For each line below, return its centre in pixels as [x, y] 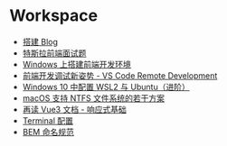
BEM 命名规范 [48, 132]
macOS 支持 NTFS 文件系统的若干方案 [94, 98]
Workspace [53, 16]
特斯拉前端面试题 [54, 53]
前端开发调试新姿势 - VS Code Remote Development [120, 75]
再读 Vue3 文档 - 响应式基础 [74, 109]
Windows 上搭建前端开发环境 [76, 64]
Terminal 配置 [48, 120]
